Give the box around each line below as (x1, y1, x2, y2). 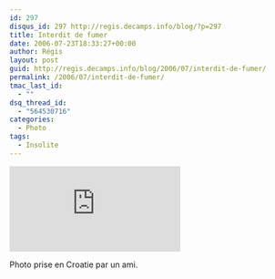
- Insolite (17, 140, 59, 150)
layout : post (9, 56, 59, 65)
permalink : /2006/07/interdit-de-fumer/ (9, 73, 166, 82)
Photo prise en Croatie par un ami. (9, 259, 138, 270)
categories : (9, 115, 55, 124)
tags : (9, 132, 30, 141)
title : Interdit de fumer (9, 30, 107, 39)
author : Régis (9, 47, 64, 57)
